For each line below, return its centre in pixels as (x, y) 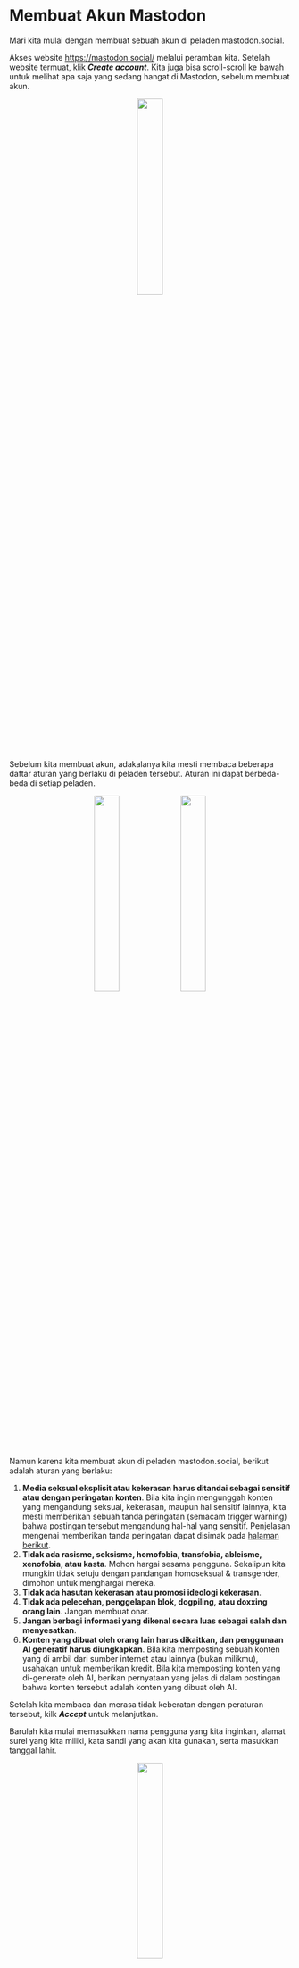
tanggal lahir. (33, 1750)
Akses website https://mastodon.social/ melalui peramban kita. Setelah (140, 57)
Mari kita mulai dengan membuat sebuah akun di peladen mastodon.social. (147, 40)
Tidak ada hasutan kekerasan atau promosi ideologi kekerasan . (141, 1592)
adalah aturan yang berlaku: (61, 1471)
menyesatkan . (50, 1630)
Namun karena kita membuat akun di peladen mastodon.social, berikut (139, 1461)
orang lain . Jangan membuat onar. (86, 1611)
